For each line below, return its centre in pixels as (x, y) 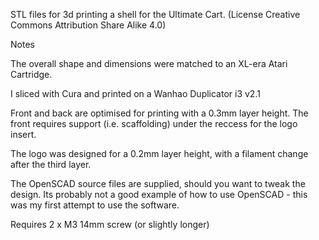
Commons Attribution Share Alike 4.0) (88, 25)
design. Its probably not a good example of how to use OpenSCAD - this (159, 194)
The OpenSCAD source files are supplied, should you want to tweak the (158, 183)
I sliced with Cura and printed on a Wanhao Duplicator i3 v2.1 (135, 93)
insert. (23, 134)
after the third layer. (51, 164)
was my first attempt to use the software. (95, 205)
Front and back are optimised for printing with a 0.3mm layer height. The (159, 113)
